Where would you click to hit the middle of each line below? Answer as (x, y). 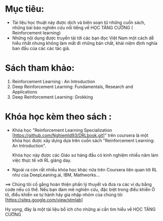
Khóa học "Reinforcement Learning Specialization (62, 130)
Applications (25, 92)
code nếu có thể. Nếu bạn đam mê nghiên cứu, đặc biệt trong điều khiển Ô (80, 189)
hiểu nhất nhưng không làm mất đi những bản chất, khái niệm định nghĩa (85, 43)
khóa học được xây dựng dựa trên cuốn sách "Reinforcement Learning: (83, 140)
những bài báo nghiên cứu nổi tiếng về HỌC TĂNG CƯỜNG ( (72, 27)
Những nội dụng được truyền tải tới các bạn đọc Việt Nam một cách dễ (83, 38)
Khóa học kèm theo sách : (58, 117)
